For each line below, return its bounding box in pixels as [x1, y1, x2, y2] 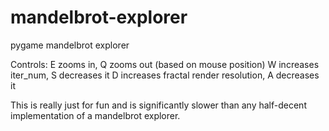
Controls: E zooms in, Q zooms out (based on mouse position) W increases [10, 58, 320, 70]
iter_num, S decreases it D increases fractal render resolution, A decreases [10, 69, 320, 81]
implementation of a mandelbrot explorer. [10, 109, 181, 121]
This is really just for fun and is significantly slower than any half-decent [10, 99, 307, 111]
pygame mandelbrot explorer [10, 39, 130, 51]
